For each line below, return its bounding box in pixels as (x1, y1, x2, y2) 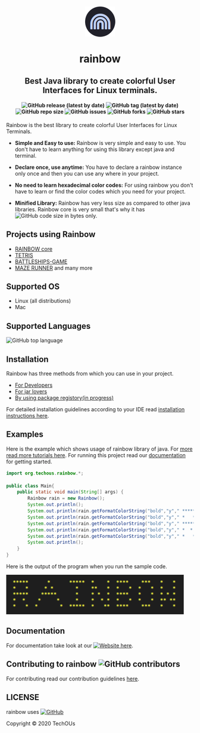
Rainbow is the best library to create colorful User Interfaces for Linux (6, 121, 177, 128)
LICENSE (6, 692, 40, 703)
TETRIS (14, 251, 34, 258)
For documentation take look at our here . (6, 642, 134, 649)
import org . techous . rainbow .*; (6, 470, 84, 476)
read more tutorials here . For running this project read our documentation (6, 451, 186, 458)
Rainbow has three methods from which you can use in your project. (6, 370, 174, 377)
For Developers (14, 381, 53, 389)
